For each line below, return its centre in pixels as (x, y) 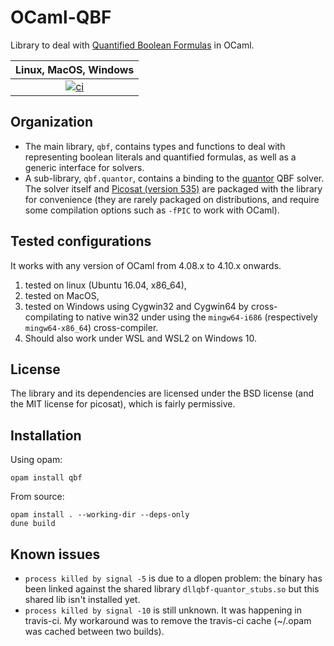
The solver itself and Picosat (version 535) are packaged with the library (173, 188)
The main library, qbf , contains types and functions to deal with (155, 146)
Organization (51, 122)
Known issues (55, 554)
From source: (37, 497)
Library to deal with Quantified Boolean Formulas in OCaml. (132, 45)
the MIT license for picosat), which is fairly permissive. (123, 404)
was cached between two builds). (94, 631)
